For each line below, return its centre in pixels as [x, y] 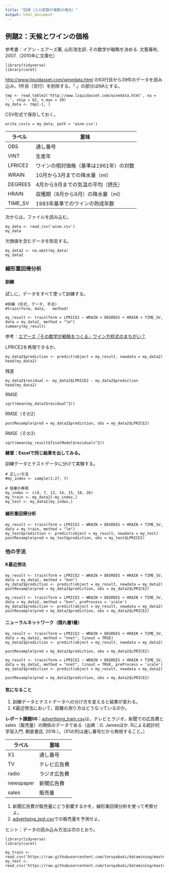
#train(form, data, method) [37, 309]
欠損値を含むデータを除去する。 [38, 241]
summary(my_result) [26, 326]
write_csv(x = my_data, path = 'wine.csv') [52, 124]
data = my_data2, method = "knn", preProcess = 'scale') [66, 602]
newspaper [21, 783]
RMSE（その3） [22, 433]
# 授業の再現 [17, 489]
